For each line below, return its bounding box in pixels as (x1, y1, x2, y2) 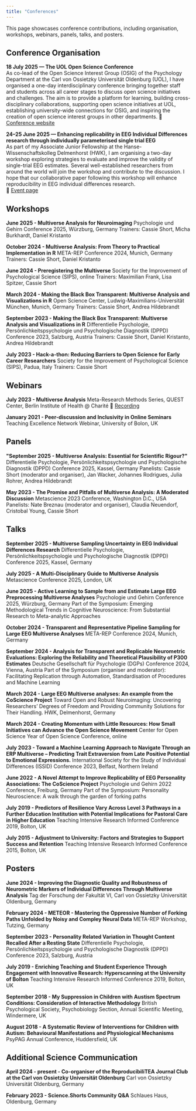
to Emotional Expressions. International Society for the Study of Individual (6, 756, 186, 763)
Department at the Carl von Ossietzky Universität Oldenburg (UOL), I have (6, 76, 184, 83)
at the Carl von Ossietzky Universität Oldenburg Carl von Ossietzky (6, 1074, 172, 1082)
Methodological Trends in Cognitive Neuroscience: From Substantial (6, 606, 171, 613)
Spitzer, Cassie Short (6, 280, 57, 287)
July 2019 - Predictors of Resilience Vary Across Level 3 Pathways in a (6, 804, 181, 811)
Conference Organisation (6, 48, 101, 58)
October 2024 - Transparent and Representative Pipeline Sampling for (6, 624, 180, 631)
